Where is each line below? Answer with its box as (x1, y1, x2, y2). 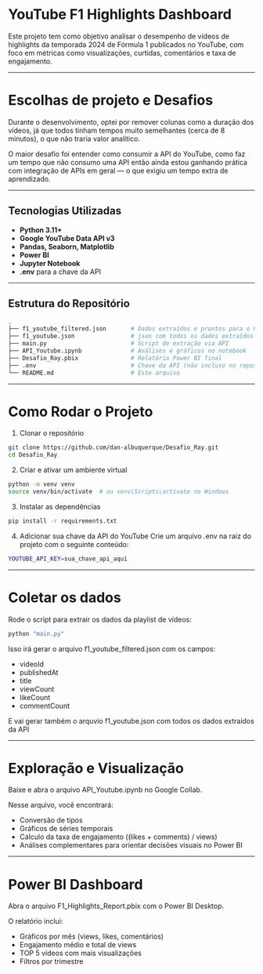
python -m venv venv (8, 480, 76, 488)
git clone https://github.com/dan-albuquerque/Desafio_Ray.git (8, 443, 219, 452)
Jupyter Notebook (19, 258, 81, 268)
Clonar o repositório (19, 429, 85, 438)
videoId (19, 659, 45, 669)
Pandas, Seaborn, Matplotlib (19, 242, 115, 251)
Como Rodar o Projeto (8, 403, 153, 421)
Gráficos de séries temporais (19, 824, 113, 834)
